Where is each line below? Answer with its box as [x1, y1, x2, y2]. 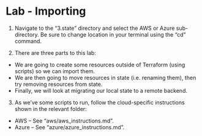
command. [14, 37, 42, 45]
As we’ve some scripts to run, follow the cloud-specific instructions [14, 99, 185, 106]
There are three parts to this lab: [14, 49, 96, 56]
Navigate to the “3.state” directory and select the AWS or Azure [14, 24, 175, 32]
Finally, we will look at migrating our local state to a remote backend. [14, 87, 188, 94]
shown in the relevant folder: [14, 105, 87, 112]
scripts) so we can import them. [14, 67, 95, 74]
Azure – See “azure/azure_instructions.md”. [14, 123, 125, 131]
